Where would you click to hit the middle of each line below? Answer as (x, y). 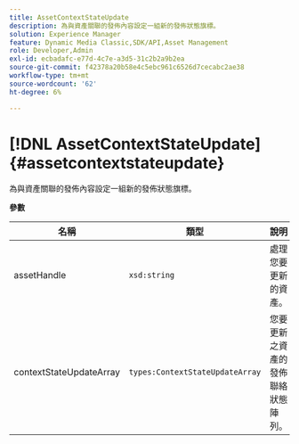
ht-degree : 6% (36, 92)
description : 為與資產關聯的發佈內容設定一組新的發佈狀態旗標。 (115, 26)
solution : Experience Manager (65, 34)
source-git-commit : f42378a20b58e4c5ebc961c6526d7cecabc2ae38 (127, 68)
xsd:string (152, 275)
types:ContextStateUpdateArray (195, 372)
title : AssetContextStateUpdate (69, 17)
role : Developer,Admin (51, 51)
